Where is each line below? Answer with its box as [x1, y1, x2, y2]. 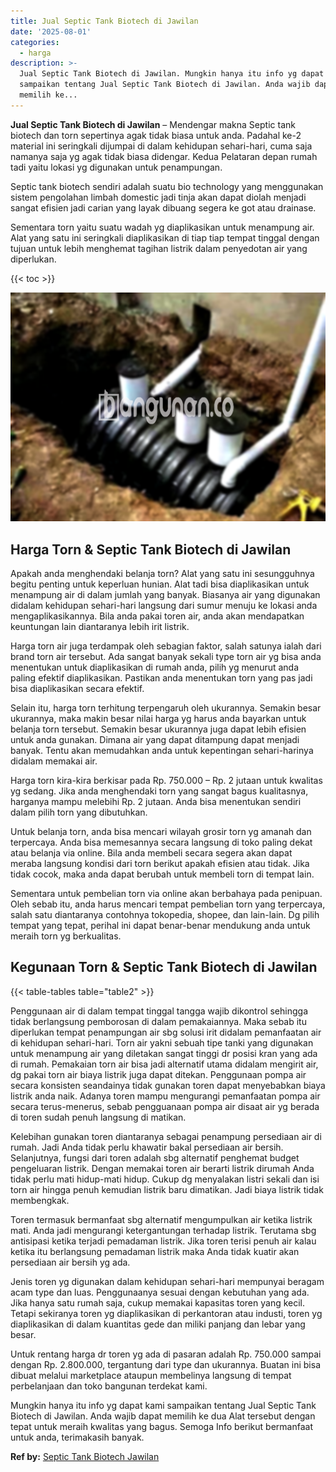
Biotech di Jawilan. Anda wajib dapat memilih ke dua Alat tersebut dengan [10, 1410, 316, 1422]
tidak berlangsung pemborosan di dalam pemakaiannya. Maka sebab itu [10, 1015, 307, 1027]
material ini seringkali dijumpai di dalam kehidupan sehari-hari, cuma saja [10, 140, 313, 152]
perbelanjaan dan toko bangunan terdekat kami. [10, 1380, 208, 1392]
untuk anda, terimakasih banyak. [10, 1431, 145, 1443]
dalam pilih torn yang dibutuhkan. [10, 806, 148, 819]
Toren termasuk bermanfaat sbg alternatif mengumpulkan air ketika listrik [10, 1213, 313, 1225]
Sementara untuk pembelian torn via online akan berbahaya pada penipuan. [10, 888, 323, 900]
